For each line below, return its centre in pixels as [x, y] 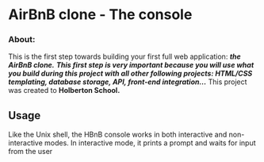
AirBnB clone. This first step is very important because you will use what [131, 65]
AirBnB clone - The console [100, 15]
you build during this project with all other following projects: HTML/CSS [130, 74]
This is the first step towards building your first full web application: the [125, 56]
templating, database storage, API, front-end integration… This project [128, 82]
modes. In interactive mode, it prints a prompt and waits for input [150, 143]
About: [22, 40]
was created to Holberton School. [64, 91]
